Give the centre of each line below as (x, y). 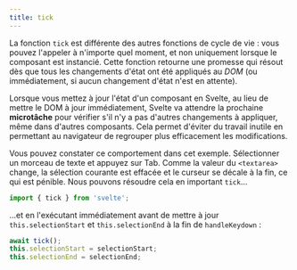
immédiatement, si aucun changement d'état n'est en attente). (124, 80)
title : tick (31, 17)
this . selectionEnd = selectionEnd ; (75, 258)
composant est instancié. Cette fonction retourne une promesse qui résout (146, 61)
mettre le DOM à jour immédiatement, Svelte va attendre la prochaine (136, 107)
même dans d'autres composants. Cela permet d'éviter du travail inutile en (146, 127)
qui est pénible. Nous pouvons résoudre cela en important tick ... (128, 181)
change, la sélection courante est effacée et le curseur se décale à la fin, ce (148, 172)
